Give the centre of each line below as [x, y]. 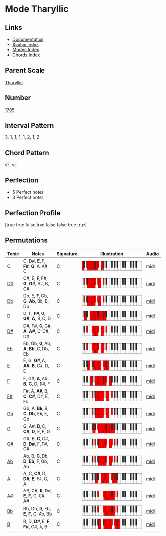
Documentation [28, 39]
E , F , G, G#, [34, 496]
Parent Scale [25, 70]
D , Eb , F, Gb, [36, 461]
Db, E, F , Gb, [36, 296]
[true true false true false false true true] [46, 225]
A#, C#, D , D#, [38, 491]
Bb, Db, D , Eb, [37, 508]
